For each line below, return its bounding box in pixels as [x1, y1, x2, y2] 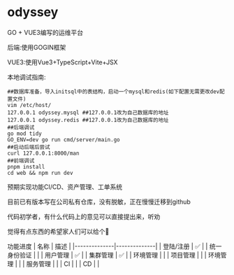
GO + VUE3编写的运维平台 [7, 28, 84, 36]
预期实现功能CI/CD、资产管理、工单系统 [7, 183, 123, 191]
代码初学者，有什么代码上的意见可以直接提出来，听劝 [7, 212, 161, 220]
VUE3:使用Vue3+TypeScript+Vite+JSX [7, 57, 118, 66]
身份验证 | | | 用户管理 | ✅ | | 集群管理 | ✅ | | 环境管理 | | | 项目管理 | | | [7, 251, 207, 259]
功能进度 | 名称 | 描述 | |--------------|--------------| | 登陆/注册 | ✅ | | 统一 [7, 242, 222, 251]
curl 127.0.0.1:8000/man [7, 150, 80, 157]
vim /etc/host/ [7, 101, 52, 108]
